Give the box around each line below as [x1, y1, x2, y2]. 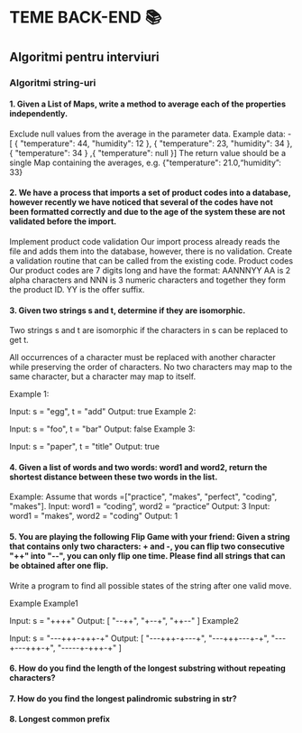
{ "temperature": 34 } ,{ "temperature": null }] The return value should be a [9, 147, 287, 158]
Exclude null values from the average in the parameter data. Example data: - [9, 128, 292, 139]
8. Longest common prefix [9, 714, 111, 725]
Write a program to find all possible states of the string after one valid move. [9, 580, 292, 591]
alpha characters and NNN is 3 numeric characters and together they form [9, 274, 287, 285]
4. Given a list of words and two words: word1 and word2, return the [9, 461, 268, 472]
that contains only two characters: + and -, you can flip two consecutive [9, 541, 286, 552]
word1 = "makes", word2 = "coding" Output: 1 [9, 511, 178, 522]
